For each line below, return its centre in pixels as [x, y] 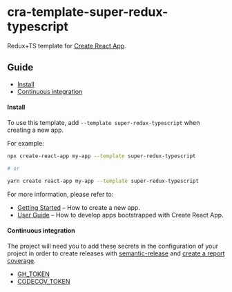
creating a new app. [36, 130]
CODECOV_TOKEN [43, 281]
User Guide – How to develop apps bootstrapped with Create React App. [120, 215]
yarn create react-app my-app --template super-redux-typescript [103, 181]
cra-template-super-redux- [88, 12]
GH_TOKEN [33, 274]
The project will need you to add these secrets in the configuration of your [113, 246]
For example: [26, 143]
